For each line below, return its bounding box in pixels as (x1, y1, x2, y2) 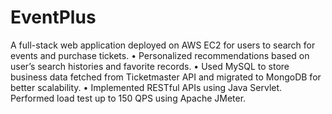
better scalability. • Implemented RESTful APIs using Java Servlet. (10, 81, 283, 93)
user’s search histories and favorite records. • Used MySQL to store (10, 60, 290, 72)
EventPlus (10, 6, 97, 29)
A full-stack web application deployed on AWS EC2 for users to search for (10, 39, 316, 51)
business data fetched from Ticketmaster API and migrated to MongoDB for (10, 71, 322, 83)
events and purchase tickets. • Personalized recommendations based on (10, 49, 310, 61)
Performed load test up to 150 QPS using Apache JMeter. (10, 92, 247, 104)
